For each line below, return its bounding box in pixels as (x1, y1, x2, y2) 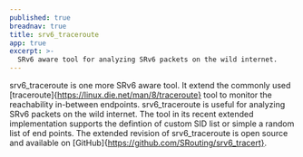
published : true (9, 13, 71, 23)
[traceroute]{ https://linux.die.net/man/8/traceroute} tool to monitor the (9, 89, 272, 100)
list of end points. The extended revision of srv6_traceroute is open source (9, 128, 288, 138)
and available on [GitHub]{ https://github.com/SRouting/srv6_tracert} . (9, 137, 268, 148)
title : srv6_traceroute (9, 30, 100, 39)
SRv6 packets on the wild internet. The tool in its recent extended (9, 109, 254, 119)
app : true (9, 38, 47, 48)
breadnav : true (9, 22, 67, 31)
